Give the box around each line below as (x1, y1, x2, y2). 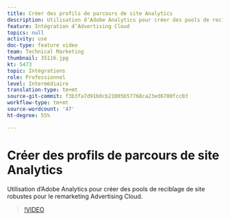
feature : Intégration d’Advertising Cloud (7, 23, 130, 29)
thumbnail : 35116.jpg (7, 55, 69, 62)
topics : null (7, 29, 44, 36)
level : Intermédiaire (7, 80, 69, 87)
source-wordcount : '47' (7, 106, 75, 112)
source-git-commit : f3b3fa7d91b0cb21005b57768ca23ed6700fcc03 (7, 93, 188, 100)
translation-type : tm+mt (7, 86, 78, 93)
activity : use (7, 36, 48, 42)
